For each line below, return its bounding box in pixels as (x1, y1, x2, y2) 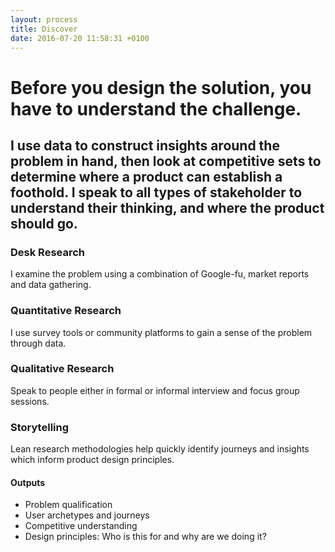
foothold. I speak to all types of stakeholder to (10, 184, 303, 201)
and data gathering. (10, 279, 92, 291)
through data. (10, 337, 67, 349)
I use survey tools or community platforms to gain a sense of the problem (10, 326, 313, 338)
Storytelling (10, 420, 70, 434)
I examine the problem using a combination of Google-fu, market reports (10, 268, 310, 280)
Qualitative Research (10, 362, 115, 376)
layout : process (10, 14, 78, 25)
